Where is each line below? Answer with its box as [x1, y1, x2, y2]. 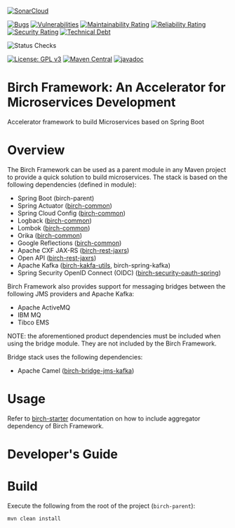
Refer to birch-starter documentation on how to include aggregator [7, 414, 201, 423]
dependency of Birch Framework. [7, 421, 104, 430]
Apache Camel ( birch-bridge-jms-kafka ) [17, 366, 135, 375]
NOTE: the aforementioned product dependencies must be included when [7, 331, 221, 340]
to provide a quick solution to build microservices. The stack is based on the [7, 173, 228, 181]
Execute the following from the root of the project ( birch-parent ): [7, 501, 196, 510]
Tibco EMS [17, 318, 50, 326]
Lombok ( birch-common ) [17, 223, 90, 232]
